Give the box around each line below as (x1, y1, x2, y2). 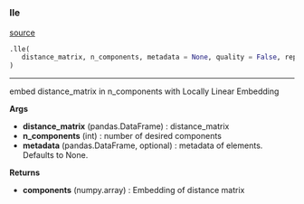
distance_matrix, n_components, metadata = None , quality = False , (21, 52, 281, 62)
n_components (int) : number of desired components (22, 131, 222, 142)
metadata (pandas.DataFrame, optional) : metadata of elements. (22, 140, 263, 151)
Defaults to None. (22, 150, 89, 161)
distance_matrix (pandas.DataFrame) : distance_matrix (22, 121, 230, 132)
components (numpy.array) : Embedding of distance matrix (22, 185, 245, 196)
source (9, 27, 36, 38)
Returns (9, 167, 41, 178)
